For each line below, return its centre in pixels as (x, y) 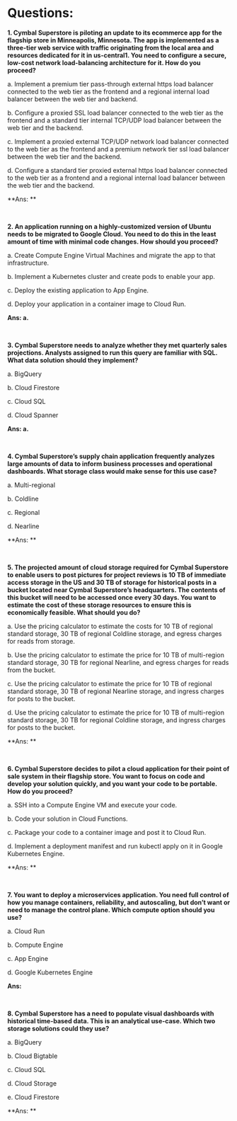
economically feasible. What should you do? (74, 612)
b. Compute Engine (35, 945)
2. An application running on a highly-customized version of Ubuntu (109, 226)
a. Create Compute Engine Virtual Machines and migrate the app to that (111, 255)
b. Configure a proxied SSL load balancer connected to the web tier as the (116, 113)
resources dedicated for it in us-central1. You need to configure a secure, (117, 55)
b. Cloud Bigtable (33, 1056)
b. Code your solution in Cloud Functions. (68, 819)
